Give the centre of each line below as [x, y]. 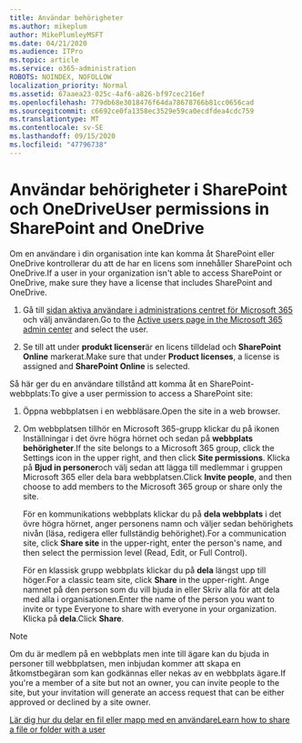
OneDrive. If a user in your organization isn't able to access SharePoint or [146, 273]
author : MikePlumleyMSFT [56, 35]
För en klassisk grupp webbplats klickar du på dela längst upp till [144, 570]
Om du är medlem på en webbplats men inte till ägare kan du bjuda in [140, 653]
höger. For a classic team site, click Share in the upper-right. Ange [146, 579]
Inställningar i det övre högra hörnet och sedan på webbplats [137, 438]
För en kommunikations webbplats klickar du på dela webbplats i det [152, 514]
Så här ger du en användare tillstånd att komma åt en [108, 384]
